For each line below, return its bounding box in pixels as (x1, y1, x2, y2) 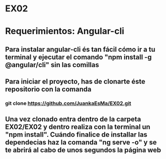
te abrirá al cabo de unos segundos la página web (5, 146, 161, 155)
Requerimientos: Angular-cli (5, 26, 125, 37)
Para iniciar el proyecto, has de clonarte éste (5, 78, 146, 86)
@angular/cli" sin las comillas (5, 60, 99, 69)
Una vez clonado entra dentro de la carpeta (5, 115, 141, 123)
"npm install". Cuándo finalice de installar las (5, 130, 148, 139)
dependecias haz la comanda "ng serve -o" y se (5, 138, 157, 147)
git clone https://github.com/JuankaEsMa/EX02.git (5, 100, 131, 107)
